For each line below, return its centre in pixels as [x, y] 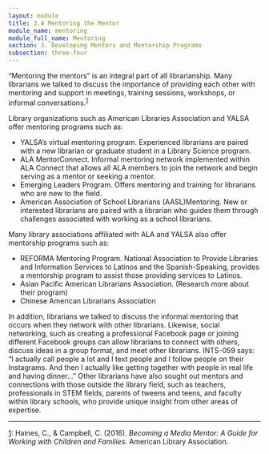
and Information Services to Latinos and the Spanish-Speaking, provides [140, 267]
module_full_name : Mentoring [57, 38]
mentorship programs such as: [59, 243]
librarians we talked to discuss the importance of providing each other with [132, 84]
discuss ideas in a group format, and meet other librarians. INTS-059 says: [131, 350]
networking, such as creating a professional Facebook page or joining [123, 333]
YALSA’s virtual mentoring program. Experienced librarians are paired [134, 142]
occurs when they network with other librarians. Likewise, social [114, 324]
